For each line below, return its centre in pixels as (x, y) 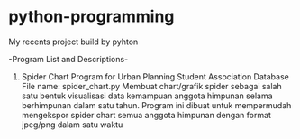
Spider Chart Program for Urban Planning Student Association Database (155, 76)
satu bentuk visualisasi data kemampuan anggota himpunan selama (147, 96)
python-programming (91, 17)
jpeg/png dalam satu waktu (72, 125)
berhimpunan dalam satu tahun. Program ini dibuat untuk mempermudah (156, 105)
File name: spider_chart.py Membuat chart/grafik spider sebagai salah (151, 86)
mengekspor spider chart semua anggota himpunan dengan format (146, 115)
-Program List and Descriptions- (68, 59)
